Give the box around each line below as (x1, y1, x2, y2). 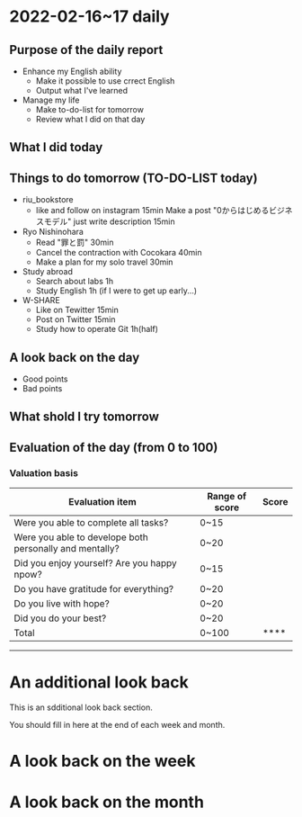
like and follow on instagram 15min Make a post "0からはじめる (35, 205, 270, 216)
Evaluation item (68, 496, 137, 508)
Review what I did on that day (35, 114, 146, 124)
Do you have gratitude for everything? (13, 583, 173, 596)
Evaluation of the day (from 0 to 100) (9, 439, 218, 455)
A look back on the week (9, 751, 196, 771)
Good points (22, 373, 69, 384)
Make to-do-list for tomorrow (35, 104, 144, 114)
